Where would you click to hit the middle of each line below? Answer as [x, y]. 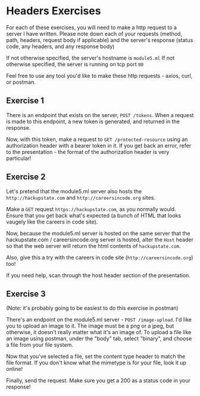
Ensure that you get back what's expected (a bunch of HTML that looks [94, 215]
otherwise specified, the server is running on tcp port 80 [75, 64]
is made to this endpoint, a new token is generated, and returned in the [93, 121]
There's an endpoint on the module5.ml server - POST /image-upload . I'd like [99, 320]
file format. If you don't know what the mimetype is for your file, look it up [96, 363]
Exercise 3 [26, 293]
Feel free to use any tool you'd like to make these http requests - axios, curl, [99, 76]
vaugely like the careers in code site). [52, 222]
